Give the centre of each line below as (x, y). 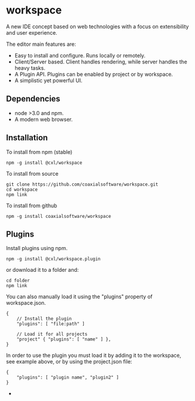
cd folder (18, 281)
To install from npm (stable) (39, 152)
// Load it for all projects (52, 334)
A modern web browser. (44, 119)
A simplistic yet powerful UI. (48, 80)
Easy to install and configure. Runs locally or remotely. (80, 55)
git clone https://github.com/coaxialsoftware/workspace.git (82, 184)
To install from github (32, 205)
